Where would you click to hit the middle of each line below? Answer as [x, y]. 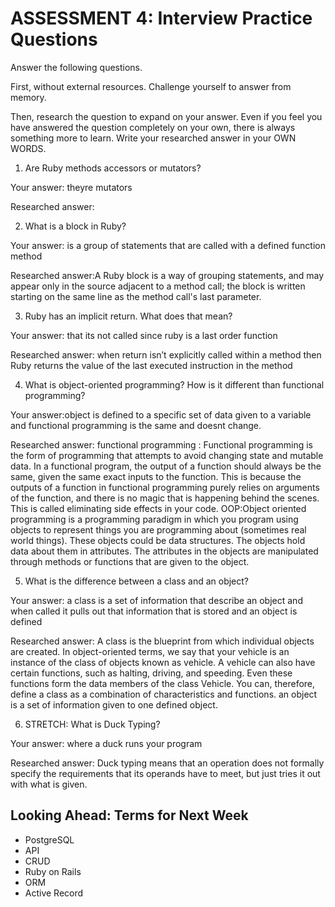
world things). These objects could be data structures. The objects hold [158, 540]
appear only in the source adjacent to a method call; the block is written [158, 286]
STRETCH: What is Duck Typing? [92, 724]
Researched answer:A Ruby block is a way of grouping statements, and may [167, 275]
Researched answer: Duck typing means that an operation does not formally [167, 763]
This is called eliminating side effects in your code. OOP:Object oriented [158, 508]
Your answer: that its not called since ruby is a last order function [144, 335]
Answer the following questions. [76, 67]
